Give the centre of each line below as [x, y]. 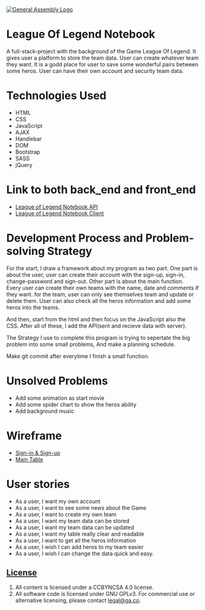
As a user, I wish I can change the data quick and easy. [84, 553]
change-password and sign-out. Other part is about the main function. [95, 281]
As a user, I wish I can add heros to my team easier [79, 547]
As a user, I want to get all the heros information [76, 540]
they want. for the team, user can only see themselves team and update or [100, 294]
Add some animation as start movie [60, 398]
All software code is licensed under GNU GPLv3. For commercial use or [105, 594]
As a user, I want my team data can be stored [72, 521]
